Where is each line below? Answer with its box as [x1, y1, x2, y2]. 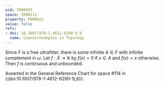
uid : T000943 [5, 7, 33, 13]
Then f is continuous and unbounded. [5, 60, 83, 66]
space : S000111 [5, 12, 37, 17]
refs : [5, 26, 17, 31]
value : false [5, 21, 33, 27]
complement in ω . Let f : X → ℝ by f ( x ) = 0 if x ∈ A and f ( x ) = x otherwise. [5, 55, 160, 61]
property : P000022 [5, 17, 44, 22]
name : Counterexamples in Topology [10, 36, 85, 41]
